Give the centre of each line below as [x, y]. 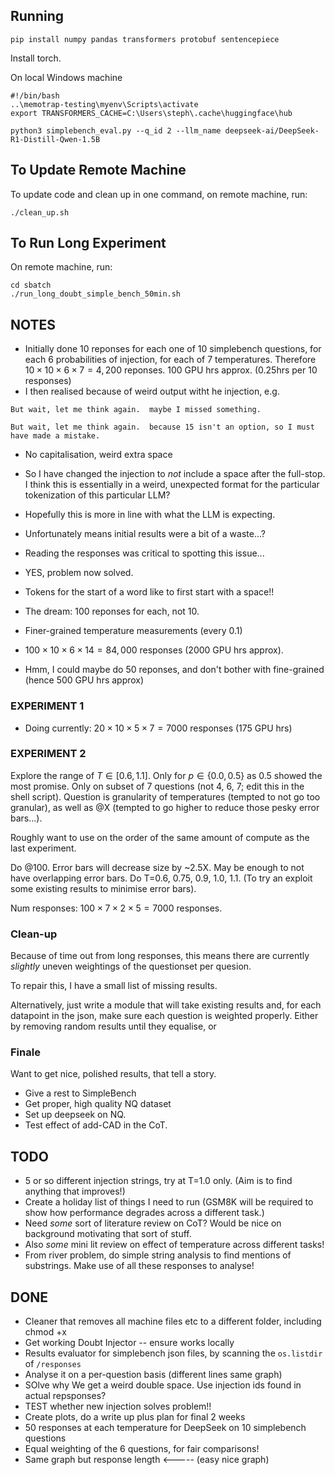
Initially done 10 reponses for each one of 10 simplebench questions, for [173, 349]
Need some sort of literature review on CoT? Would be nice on [153, 1223]
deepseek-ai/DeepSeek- [272, 130]
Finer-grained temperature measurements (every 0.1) [133, 631]
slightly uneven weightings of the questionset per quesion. [131, 966]
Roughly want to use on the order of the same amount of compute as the [160, 837]
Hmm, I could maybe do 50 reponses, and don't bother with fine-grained [174, 670]
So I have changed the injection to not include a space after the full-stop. [175, 474]
